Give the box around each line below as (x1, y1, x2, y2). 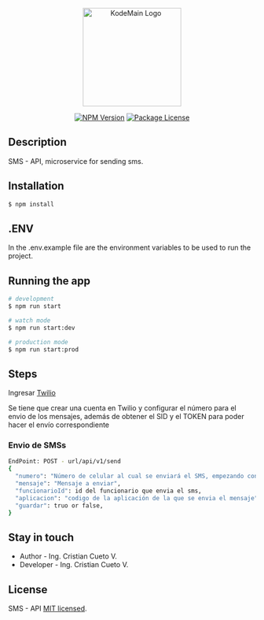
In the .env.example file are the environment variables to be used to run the (8, 243, 251, 252)
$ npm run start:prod (8, 345, 79, 354)
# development (8, 295, 55, 303)
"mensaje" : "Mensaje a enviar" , (15, 480, 122, 488)
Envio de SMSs (8, 440, 67, 451)
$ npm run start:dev (8, 324, 76, 332)
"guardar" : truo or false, (15, 501, 104, 510)
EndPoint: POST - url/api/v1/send (8, 458, 122, 466)
